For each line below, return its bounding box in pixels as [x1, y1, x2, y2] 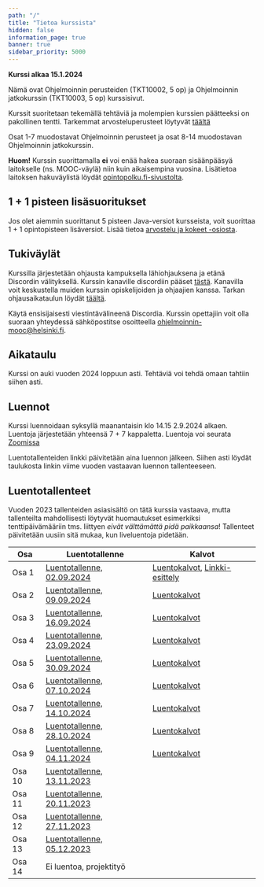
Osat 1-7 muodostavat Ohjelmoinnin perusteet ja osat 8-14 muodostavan [8, 132, 242, 142]
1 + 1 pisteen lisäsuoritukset [8, 195, 147, 209]
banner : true [8, 41, 51, 49]
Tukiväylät [8, 247, 60, 261]
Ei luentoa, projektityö [46, 861, 126, 872]
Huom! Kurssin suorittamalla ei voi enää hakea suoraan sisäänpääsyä [8, 156, 233, 165]
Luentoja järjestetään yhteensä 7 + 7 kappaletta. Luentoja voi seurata [8, 430, 232, 439]
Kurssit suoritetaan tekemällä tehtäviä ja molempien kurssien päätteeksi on [8, 109, 250, 118]
